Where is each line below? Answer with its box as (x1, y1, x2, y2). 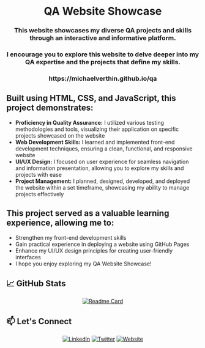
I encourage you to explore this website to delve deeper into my (6, 50, 199, 59)
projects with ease (15, 171, 62, 178)
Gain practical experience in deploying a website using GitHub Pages (15, 240, 190, 248)
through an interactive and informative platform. (29, 34, 176, 42)
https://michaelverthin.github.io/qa (48, 74, 157, 83)
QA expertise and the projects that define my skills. (25, 58, 181, 67)
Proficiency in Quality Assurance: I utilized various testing (15, 119, 164, 126)
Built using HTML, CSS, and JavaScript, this (6, 93, 176, 103)
